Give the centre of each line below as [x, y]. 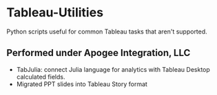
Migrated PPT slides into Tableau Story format [82, 84]
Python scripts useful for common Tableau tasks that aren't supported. [107, 31]
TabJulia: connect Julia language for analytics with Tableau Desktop [113, 69]
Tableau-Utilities [55, 13]
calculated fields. [41, 77]
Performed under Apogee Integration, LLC [99, 53]
